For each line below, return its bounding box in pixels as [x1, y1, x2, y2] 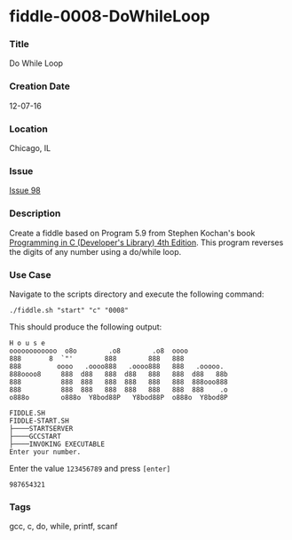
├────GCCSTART [9, 432, 62, 441]
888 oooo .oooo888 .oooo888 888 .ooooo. [9, 361, 225, 370]
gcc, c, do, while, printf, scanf [9, 521, 118, 532]
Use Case [9, 268, 51, 281]
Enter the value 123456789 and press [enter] [9, 463, 171, 473]
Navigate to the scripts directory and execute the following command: [9, 289, 264, 299]
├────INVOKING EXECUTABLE [9, 440, 105, 449]
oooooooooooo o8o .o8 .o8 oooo [9, 346, 189, 355]
